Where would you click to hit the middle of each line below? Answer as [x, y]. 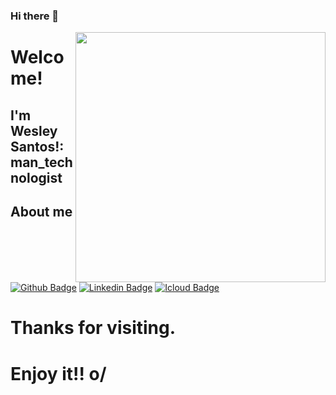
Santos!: [37, 146]
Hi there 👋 [35, 16]
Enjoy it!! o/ [58, 373]
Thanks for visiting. [93, 328]
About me [41, 211]
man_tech [41, 162]
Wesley [34, 130]
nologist [36, 177]
